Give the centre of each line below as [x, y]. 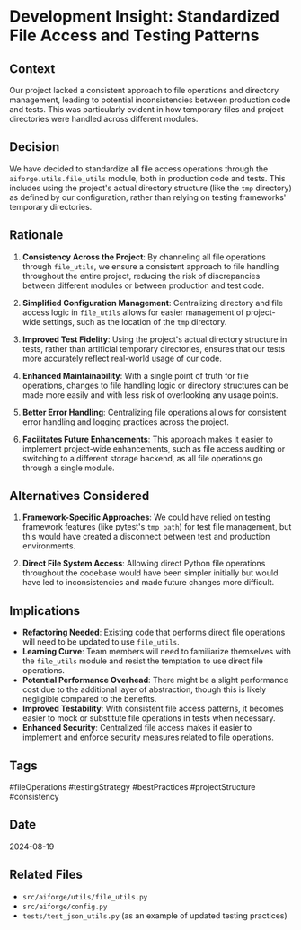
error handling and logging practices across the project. [125, 421]
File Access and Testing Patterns [134, 35]
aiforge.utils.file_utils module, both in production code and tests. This [147, 178]
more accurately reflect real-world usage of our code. [122, 358]
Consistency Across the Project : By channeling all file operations [144, 257]
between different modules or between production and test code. [143, 285]
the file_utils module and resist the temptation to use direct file [142, 661]
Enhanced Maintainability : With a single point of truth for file [135, 375]
